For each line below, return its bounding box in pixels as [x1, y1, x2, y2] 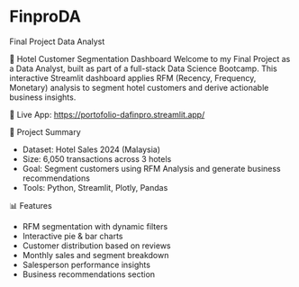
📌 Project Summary [9, 126, 81, 137]
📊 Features [9, 200, 52, 211]
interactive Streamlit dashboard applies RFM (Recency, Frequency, [9, 72, 257, 83]
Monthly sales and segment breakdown [22, 249, 169, 260]
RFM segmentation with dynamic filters [22, 220, 168, 231]
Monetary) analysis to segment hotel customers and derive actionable [9, 82, 269, 93]
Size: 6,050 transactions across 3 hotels [22, 153, 172, 164]
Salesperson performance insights [22, 259, 151, 270]
